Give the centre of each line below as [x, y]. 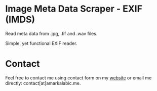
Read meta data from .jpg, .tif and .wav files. [51, 33]
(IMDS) [20, 19]
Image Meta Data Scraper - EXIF [74, 9]
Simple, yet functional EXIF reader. [41, 43]
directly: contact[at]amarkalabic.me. [43, 83]
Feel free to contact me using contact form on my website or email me [78, 78]
